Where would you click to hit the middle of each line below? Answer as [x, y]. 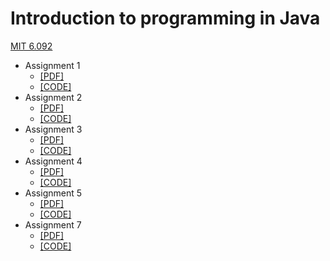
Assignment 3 [53, 129]
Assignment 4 [53, 161]
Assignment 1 [52, 65]
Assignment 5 [53, 193]
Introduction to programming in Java [165, 18]
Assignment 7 [53, 224]
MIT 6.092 [31, 46]
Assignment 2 [53, 97]
